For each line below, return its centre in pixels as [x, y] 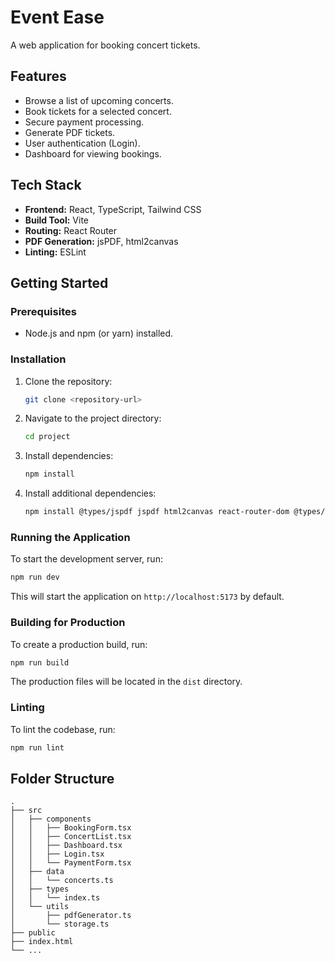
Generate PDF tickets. [70, 132]
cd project [47, 437]
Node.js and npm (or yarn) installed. [99, 333]
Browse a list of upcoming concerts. [99, 100]
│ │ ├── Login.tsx [57, 854]
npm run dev [35, 577]
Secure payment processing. [84, 122]
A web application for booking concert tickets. [105, 45]
